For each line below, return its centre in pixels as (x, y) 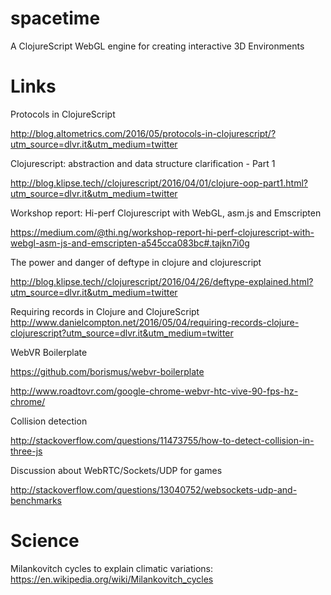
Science (45, 541)
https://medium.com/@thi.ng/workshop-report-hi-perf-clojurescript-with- (162, 232)
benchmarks (36, 500)
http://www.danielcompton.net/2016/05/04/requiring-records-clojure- (155, 322)
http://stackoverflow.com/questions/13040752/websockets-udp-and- (154, 489)
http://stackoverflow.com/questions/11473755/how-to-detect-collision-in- (162, 440)
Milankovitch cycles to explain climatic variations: (112, 568)
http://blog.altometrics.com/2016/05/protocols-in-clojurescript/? (143, 133)
